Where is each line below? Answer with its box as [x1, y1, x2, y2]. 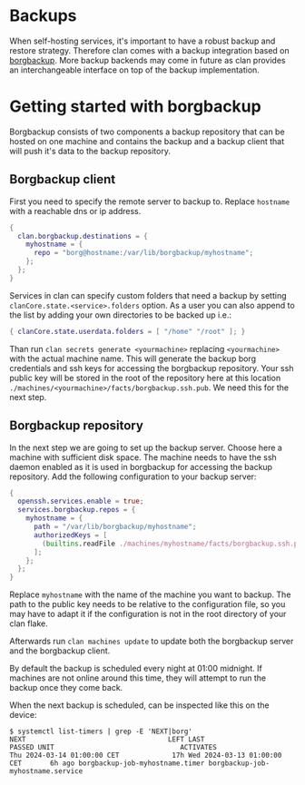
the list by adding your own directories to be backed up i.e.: [9, 309, 232, 320]
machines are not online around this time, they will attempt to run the [9, 672, 266, 683]
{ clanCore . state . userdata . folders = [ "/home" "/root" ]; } [9, 327, 246, 336]
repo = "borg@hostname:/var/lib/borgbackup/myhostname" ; [33, 249, 254, 258]
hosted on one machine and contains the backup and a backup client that [9, 135, 285, 146]
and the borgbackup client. [9, 645, 111, 656]
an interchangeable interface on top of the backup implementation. [9, 64, 261, 75]
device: [9, 710, 37, 721]
